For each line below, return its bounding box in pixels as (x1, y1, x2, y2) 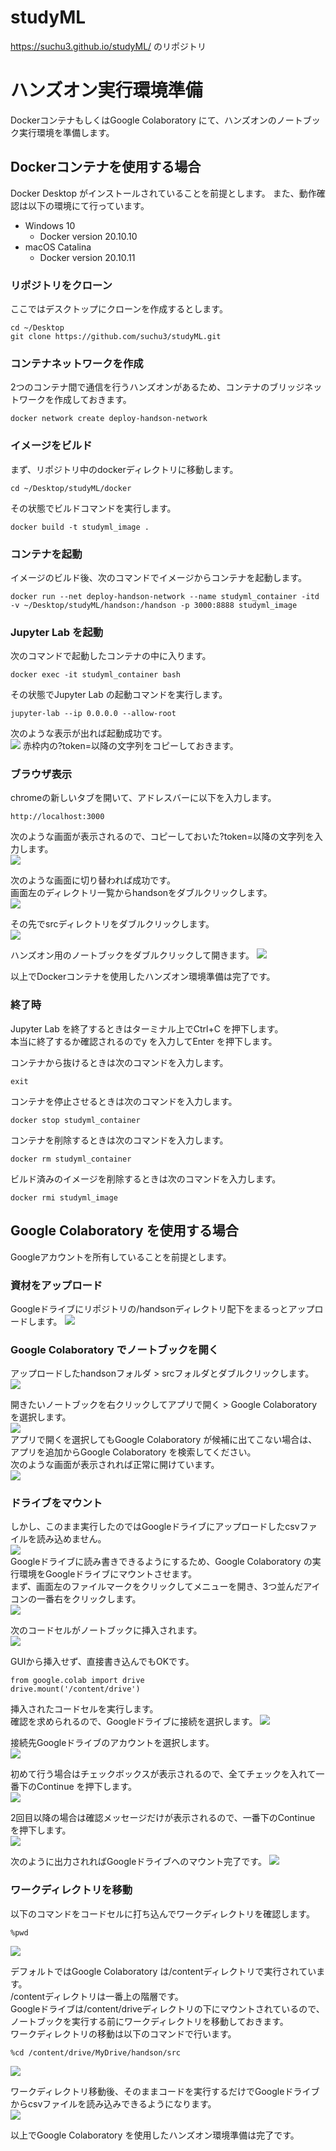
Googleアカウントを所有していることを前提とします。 (10, 1251, 232, 1263)
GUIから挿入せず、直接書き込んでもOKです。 (10, 1656, 195, 1668)
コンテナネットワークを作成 (10, 356, 144, 370)
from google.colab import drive (10, 1676, 145, 1686)
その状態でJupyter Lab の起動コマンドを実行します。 (10, 689, 228, 701)
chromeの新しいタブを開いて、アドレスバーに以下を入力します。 (10, 792, 277, 804)
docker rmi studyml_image (10, 1192, 118, 1203)
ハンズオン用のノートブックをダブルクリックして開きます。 (10, 949, 255, 961)
